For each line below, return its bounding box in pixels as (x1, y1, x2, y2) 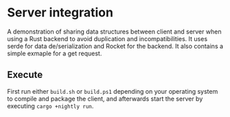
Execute (7, 69, 43, 81)
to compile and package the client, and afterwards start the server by (7, 94, 203, 103)
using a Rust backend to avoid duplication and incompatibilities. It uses (7, 34, 208, 42)
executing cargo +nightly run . (7, 101, 94, 110)
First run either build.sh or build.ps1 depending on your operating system (7, 87, 218, 95)
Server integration (7, 5, 113, 21)
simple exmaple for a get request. (7, 49, 102, 57)
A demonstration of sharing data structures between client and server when (7, 27, 222, 36)
